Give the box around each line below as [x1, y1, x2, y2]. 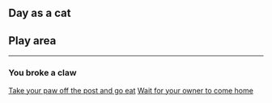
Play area [8, 34, 57, 47]
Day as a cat [8, 6, 71, 20]
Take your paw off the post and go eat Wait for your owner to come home [8, 85, 253, 95]
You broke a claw [8, 68, 77, 79]
